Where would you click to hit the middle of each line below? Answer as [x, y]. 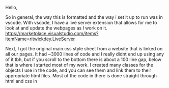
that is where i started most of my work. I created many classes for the [79, 65]
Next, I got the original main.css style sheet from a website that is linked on [84, 49]
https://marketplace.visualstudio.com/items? [52, 33]
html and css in [21, 81]
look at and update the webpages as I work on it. [57, 28]
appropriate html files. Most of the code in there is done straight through [81, 76]
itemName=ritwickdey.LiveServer [40, 39]
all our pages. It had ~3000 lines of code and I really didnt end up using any [85, 54]
